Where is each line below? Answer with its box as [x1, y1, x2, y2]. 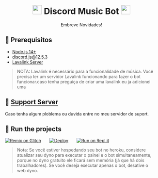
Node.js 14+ [12, 49, 36, 54]
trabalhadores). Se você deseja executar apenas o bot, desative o [16, 162, 149, 168]
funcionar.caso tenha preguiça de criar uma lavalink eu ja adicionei [16, 79, 151, 84]
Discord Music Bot [44, 6, 119, 17]
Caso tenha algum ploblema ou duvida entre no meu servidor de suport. [5, 111, 149, 116]
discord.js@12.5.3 [12, 54, 47, 60]
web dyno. [16, 168, 38, 174]
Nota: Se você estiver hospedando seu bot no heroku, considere [16, 147, 146, 153]
